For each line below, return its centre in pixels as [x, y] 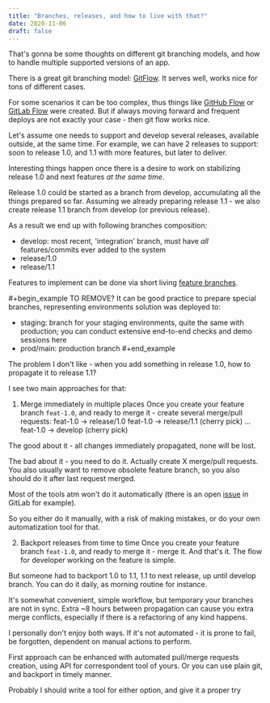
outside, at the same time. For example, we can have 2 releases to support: [133, 144]
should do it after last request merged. [72, 479]
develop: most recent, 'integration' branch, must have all [114, 241]
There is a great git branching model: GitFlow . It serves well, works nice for [133, 79]
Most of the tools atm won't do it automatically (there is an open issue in [129, 494]
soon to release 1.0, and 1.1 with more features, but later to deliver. [118, 153]
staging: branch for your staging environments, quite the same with [132, 323]
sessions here [43, 340]
